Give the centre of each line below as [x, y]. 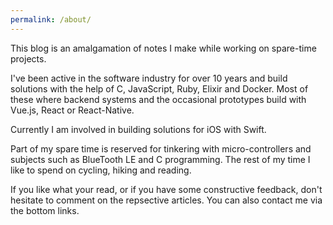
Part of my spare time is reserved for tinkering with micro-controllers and [161, 148]
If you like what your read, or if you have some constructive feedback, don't [166, 189]
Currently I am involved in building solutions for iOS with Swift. [138, 129]
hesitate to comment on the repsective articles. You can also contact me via [166, 200]
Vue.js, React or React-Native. [72, 110]
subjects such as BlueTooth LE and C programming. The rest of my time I [160, 159]
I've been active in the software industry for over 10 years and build [149, 78]
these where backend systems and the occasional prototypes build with [158, 99]
